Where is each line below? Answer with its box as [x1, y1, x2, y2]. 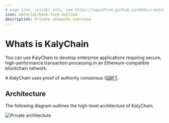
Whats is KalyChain [5, 38, 89, 49]
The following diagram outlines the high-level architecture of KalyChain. [5, 103, 154, 109]
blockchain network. [5, 65, 48, 71]
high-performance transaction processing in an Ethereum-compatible [5, 60, 149, 66]
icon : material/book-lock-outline [5, 12, 78, 17]
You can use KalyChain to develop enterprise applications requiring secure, [5, 54, 162, 60]
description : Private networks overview [5, 16, 92, 21]
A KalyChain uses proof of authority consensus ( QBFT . [5, 75, 119, 81]
